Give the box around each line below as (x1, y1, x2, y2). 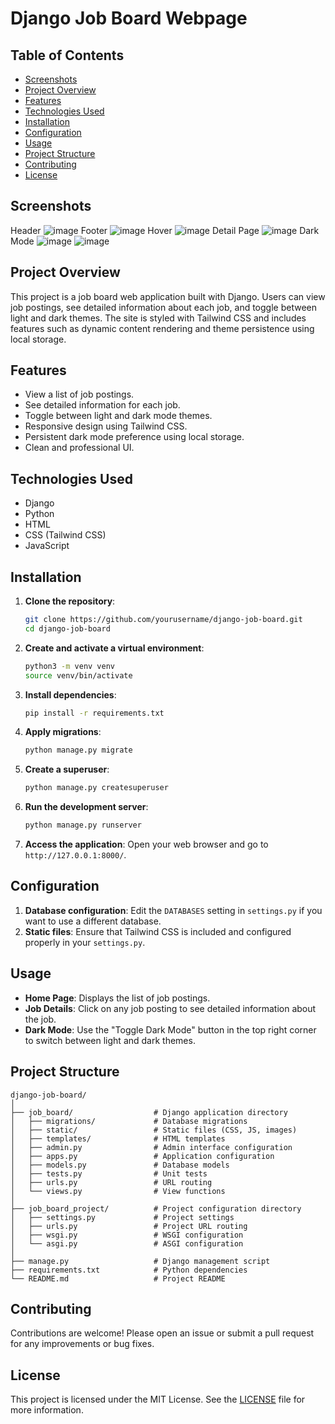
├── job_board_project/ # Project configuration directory (10, 1203, 302, 1214)
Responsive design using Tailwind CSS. (24, 420, 188, 432)
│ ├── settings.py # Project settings (10, 1212, 235, 1222)
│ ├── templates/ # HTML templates (10, 1133, 226, 1144)
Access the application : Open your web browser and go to (24, 838, 269, 851)
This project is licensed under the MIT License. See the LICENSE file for (10, 1393, 306, 1406)
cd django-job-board (24, 623, 111, 634)
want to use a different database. (24, 915, 162, 927)
